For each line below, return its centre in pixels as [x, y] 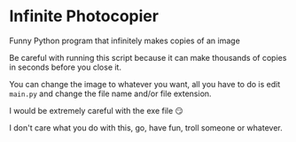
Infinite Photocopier [84, 16]
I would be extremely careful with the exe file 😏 [96, 110]
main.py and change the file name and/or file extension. [110, 93]
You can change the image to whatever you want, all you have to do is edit [145, 84]
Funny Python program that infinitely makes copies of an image [125, 41]
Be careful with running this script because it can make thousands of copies [148, 57]
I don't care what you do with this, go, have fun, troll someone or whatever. [146, 127]
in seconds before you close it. [66, 67]
